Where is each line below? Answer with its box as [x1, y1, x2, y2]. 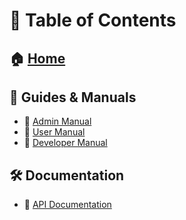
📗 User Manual [23, 126, 86, 138]
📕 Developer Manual [23, 137, 108, 149]
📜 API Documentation [23, 199, 112, 211]
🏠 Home [9, 50, 66, 67]
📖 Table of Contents [9, 9, 177, 32]
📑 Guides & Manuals [9, 89, 137, 106]
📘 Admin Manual [23, 115, 92, 128]
